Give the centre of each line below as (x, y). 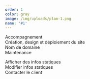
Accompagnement (24, 37)
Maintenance (18, 53)
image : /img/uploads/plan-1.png (38, 19)
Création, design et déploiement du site (45, 42)
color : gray (17, 14)
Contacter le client (24, 72)
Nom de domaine (23, 47)
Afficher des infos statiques (33, 62)
